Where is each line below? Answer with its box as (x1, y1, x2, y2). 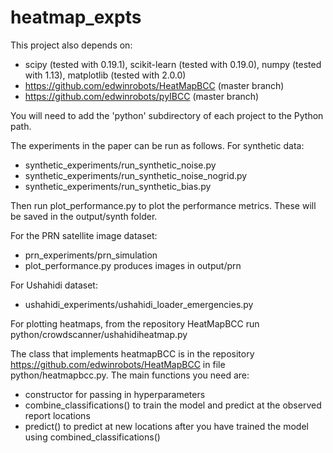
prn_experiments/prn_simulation (24, 249, 158, 261)
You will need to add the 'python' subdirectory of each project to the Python (10, 109, 324, 121)
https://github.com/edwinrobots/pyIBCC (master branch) (24, 90, 260, 102)
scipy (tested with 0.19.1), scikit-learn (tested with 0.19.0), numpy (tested (24, 58, 322, 70)
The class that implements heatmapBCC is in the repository (10, 347, 255, 360)
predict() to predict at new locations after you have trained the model (24, 420, 309, 432)
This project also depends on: (10, 39, 133, 51)
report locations (24, 409, 91, 421)
